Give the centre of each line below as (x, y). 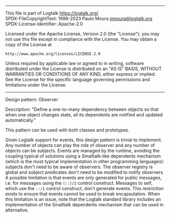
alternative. (17, 210)
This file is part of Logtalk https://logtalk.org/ (52, 13)
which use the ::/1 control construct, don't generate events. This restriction (84, 188)
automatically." (21, 120)
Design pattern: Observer (32, 99)
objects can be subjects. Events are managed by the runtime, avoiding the (82, 151)
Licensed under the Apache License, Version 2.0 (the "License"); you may (82, 34)
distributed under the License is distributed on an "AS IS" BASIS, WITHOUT (83, 69)
